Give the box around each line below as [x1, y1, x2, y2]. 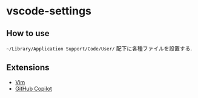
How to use [6, 28, 50, 38]
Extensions [6, 63, 50, 73]
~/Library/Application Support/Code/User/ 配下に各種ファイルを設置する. [6, 45, 193, 52]
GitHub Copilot [15, 85, 53, 92]
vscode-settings [6, 4, 92, 18]
